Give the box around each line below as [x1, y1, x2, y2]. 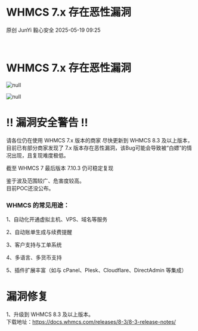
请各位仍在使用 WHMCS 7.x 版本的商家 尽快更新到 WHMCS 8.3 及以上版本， [6, 136, 193, 144]
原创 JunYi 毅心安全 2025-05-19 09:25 [6, 26, 101, 34]
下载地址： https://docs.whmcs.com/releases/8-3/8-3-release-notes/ [6, 318, 176, 326]
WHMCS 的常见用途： [6, 201, 70, 209]
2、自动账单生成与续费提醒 [6, 229, 73, 236]
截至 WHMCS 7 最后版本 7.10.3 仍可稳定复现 [6, 164, 114, 171]
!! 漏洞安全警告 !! [6, 116, 88, 129]
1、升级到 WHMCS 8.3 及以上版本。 [6, 311, 94, 318]
